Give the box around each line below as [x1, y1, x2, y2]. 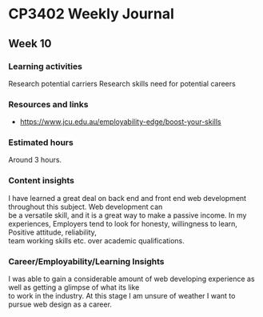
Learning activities [8, 61, 82, 72]
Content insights [8, 175, 74, 187]
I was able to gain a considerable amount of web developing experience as [8, 274, 255, 284]
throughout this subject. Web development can [8, 202, 163, 211]
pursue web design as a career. [8, 299, 112, 309]
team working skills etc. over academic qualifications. [8, 235, 185, 245]
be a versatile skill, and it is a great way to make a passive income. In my [8, 210, 247, 220]
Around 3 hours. [8, 155, 62, 165]
